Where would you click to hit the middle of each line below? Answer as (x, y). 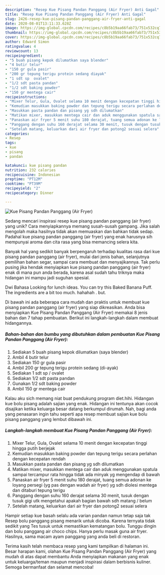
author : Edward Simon (27, 42)
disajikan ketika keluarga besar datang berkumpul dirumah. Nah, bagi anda (81, 409)
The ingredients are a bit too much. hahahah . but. (56, 292)
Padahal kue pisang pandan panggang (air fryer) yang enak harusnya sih (79, 236)
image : (12, 28)
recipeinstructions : (26, 97)
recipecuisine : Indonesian (33, 175)
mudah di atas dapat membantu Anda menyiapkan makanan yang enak (77, 556)
